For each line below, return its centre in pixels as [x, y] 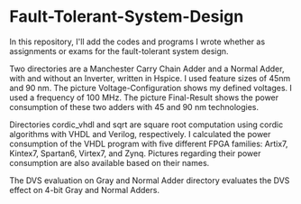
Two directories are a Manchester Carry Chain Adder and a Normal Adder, [147, 69]
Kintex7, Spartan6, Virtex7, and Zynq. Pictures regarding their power [135, 153]
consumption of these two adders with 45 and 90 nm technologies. [134, 107]
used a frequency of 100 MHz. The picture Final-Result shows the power [144, 97]
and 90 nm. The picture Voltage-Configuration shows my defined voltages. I [151, 88]
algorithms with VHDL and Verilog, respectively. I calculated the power [140, 134]
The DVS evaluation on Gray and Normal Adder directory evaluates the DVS [150, 180]
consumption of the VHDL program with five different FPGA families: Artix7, [149, 144]
